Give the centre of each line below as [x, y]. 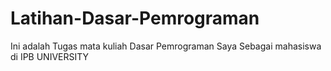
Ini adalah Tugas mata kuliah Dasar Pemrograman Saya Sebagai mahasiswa [166, 46]
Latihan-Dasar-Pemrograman [135, 18]
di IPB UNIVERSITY [50, 56]
